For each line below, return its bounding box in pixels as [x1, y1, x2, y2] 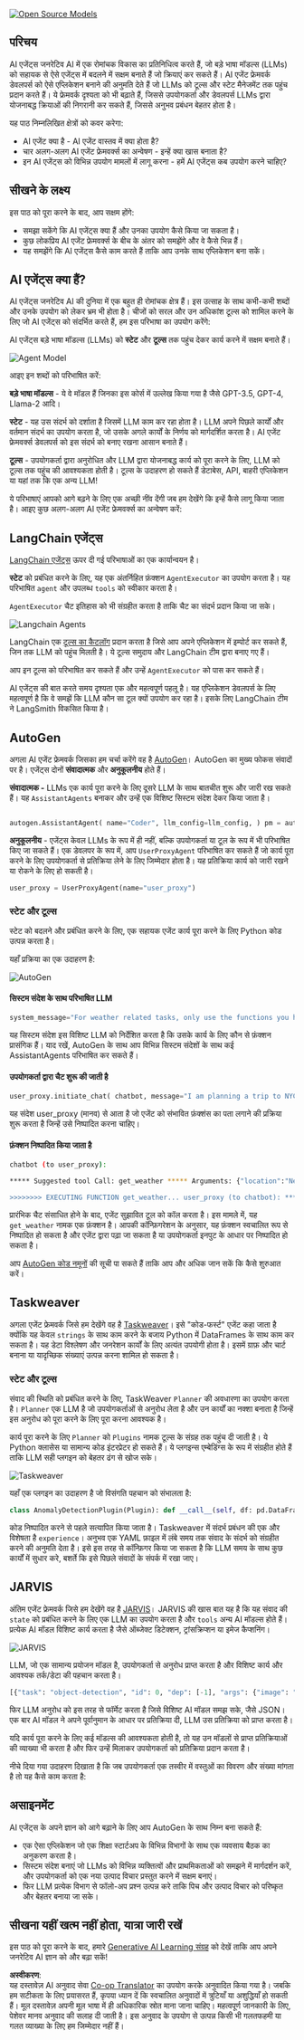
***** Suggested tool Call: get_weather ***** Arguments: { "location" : [9, 1177, 285, 1186]
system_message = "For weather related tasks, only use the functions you [9, 1014, 290, 1023]
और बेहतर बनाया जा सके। [22, 1891, 100, 1902]
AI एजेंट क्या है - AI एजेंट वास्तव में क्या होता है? [22, 136, 160, 147]
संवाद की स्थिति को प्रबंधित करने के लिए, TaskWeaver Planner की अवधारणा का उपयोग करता [9, 1394, 290, 1405]
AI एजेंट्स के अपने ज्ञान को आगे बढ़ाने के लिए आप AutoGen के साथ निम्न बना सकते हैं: [9, 1822, 262, 1833]
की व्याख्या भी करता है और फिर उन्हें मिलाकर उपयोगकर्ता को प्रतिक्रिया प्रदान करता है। [9, 1742, 251, 1753]
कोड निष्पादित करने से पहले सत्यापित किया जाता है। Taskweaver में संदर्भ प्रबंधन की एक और [9, 1522, 280, 1533]
